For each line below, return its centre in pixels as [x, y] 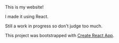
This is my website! [24, 7]
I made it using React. [27, 16]
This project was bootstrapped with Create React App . [60, 35]
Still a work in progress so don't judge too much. [54, 26]
